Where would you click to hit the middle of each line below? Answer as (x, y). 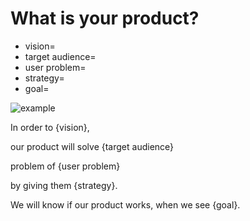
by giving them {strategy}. (64, 185)
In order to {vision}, (50, 127)
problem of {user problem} (65, 166)
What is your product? (105, 18)
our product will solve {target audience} (92, 146)
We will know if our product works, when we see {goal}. (125, 204)
